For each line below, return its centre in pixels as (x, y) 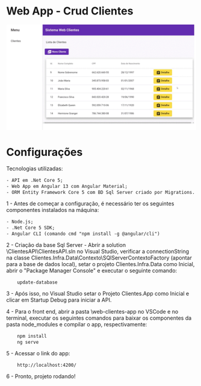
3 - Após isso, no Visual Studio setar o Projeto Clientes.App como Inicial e (98, 294)
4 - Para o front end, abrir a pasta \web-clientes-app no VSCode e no (92, 312)
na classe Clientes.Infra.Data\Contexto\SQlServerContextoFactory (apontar (99, 258)
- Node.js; (20, 222)
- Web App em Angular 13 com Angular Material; (67, 187)
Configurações (45, 152)
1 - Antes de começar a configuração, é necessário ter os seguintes (90, 204)
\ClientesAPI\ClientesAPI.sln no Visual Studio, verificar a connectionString (98, 252)
